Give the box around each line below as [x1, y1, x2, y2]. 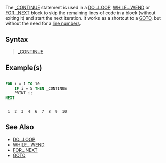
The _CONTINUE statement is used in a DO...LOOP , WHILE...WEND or [5, 5, 150, 10]
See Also [5, 123, 34, 132]
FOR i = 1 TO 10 [5, 81, 40, 86]
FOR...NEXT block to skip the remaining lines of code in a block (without [5, 10, 156, 16]
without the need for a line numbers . [5, 20, 81, 26]
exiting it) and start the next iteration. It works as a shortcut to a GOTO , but [5, 15, 161, 21]
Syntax [5, 35, 28, 44]
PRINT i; [14, 91, 33, 96]
